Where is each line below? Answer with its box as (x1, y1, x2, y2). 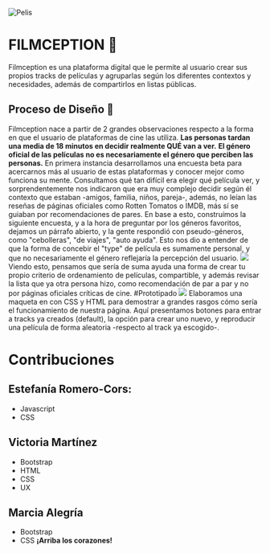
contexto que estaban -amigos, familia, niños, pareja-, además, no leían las (8, 192, 257, 202)
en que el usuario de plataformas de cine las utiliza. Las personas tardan (8, 133, 251, 142)
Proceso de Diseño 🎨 (8, 103, 114, 117)
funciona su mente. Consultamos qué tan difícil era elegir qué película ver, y (8, 175, 260, 185)
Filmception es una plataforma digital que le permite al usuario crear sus (8, 62, 247, 72)
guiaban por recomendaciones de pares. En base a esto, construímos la (8, 209, 247, 219)
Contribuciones (8, 350, 115, 369)
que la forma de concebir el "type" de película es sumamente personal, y (8, 244, 251, 253)
